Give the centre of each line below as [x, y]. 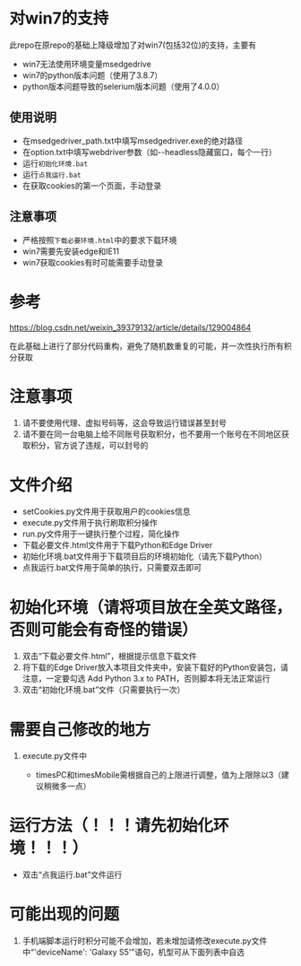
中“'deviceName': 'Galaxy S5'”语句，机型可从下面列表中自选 [133, 953]
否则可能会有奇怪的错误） [104, 630]
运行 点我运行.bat [52, 174]
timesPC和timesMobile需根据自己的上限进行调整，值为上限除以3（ [159, 775]
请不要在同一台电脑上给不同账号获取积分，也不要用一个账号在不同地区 [152, 434]
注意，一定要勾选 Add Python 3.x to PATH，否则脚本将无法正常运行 [146, 679]
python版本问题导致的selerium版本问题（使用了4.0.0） [123, 86]
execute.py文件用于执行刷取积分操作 [90, 523]
